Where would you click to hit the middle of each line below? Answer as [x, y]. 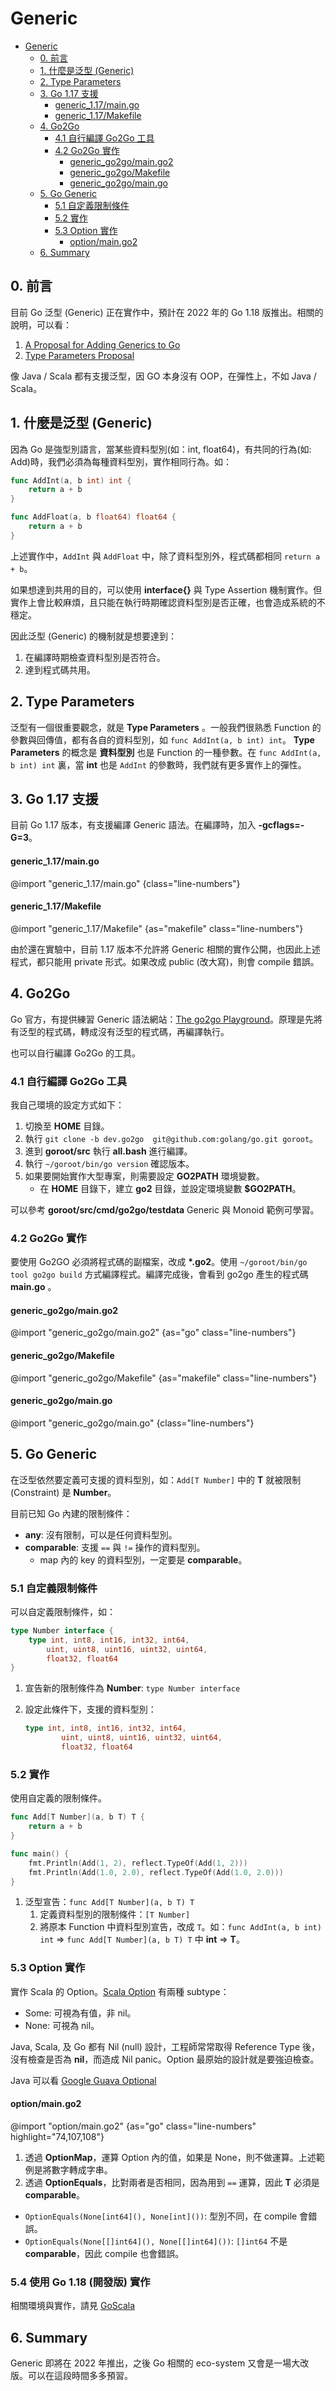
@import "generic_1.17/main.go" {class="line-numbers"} [125, 883]
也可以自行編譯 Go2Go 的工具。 [76, 1053]
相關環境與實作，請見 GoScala [73, 2306]
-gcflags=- [281, 825]
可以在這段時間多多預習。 [80, 2375]
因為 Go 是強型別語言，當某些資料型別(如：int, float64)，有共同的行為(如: [161, 449]
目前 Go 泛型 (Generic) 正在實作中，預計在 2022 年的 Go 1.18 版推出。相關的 [167, 312]
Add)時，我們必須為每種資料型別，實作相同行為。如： [121, 461]
